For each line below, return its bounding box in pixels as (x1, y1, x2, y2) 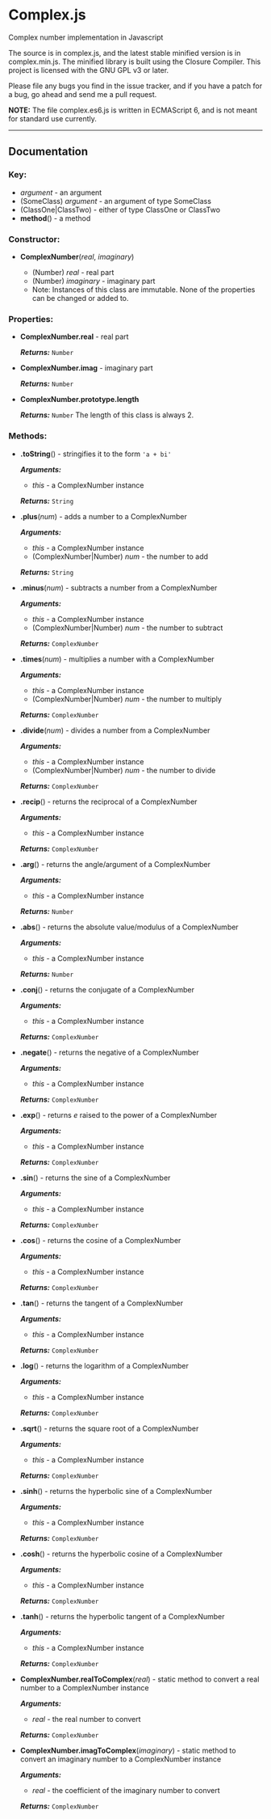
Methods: (8, 430, 48, 442)
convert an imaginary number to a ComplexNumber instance (19, 1753, 222, 1764)
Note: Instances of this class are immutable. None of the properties (31, 285, 256, 294)
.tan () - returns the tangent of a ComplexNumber (19, 1298, 184, 1308)
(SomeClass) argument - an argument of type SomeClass (19, 196, 212, 205)
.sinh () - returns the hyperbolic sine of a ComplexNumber (19, 1486, 212, 1495)
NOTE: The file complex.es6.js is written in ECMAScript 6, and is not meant (8, 105, 258, 115)
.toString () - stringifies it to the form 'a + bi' (19, 449, 172, 459)
